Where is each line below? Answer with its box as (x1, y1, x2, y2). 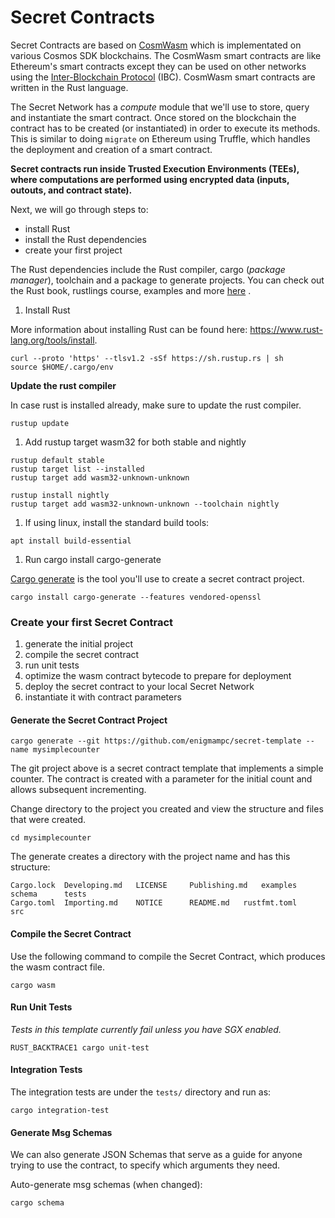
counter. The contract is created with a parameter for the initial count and (10, 773, 313, 785)
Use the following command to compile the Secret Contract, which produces (10, 950, 326, 962)
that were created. (10, 814, 87, 826)
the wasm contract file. (10, 961, 105, 973)
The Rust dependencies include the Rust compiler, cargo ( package (10, 263, 286, 275)
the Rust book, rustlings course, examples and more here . (10, 284, 252, 296)
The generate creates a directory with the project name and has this (10, 851, 291, 863)
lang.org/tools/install (10, 334, 95, 346)
